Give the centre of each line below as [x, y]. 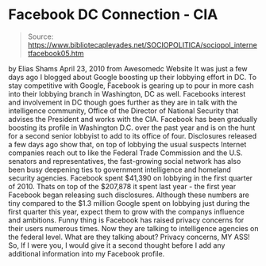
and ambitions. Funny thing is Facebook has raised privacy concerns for [126, 220]
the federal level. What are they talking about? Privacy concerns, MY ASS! [129, 237]
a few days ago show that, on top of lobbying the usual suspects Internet [127, 144]
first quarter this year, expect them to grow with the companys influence [126, 211]
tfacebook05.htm [56, 53]
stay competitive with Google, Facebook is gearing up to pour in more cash [131, 85]
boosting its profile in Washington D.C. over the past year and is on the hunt [132, 127]
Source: [40, 36]
